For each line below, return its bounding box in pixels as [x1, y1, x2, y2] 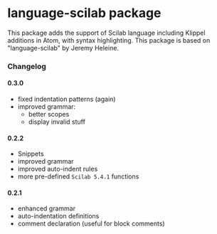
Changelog [7, 61, 46, 71]
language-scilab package [7, 5, 162, 21]
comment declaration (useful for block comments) [17, 219, 165, 228]
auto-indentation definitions [17, 212, 100, 220]
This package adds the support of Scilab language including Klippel [7, 28, 206, 37]
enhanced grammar [17, 204, 76, 213]
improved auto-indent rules [17, 165, 98, 174]
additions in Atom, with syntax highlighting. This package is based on [7, 36, 211, 44]
